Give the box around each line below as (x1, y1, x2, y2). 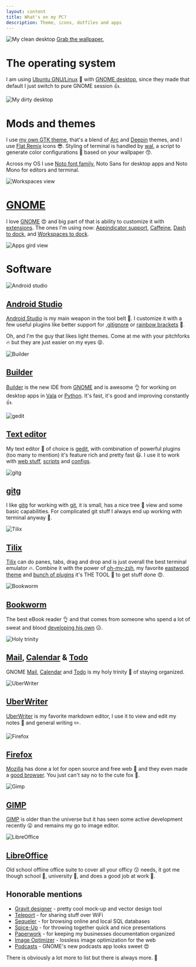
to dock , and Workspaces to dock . (6, 230, 89, 237)
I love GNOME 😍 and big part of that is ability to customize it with (6, 218, 164, 225)
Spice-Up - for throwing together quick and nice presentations (14, 923, 166, 931)
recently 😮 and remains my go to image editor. (6, 822, 120, 829)
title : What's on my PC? (6, 14, 67, 20)
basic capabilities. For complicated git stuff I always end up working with (6, 508, 182, 515)
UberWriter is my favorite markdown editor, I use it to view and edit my (6, 712, 177, 720)
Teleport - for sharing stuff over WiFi (14, 911, 104, 918)
